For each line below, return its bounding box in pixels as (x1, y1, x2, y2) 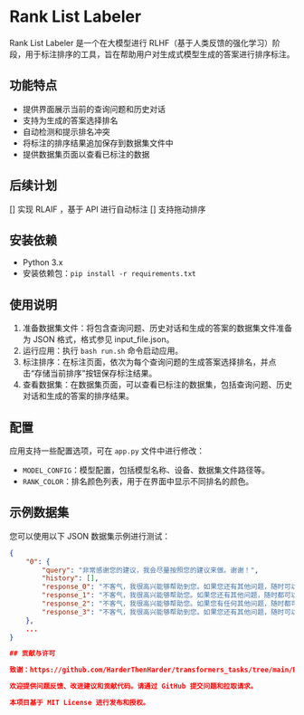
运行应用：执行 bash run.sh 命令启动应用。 (22, 346, 184, 357)
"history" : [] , (42, 574, 100, 583)
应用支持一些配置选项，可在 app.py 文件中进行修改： (9, 445, 205, 456)
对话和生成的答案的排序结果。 (22, 391, 134, 402)
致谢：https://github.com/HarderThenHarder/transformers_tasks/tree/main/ (9, 665, 293, 675)
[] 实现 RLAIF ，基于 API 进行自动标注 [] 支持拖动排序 (9, 204, 206, 214)
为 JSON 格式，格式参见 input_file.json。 (22, 334, 175, 345)
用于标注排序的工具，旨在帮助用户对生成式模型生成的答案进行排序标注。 (24, 48, 295, 60)
